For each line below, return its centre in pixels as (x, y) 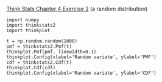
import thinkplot (28, 30)
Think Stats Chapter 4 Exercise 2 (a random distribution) (77, 9)
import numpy (23, 20)
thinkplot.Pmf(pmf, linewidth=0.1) (51, 52)
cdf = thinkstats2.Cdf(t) (39, 63)
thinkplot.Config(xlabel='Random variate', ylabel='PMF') (81, 57)
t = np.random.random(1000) (42, 41)
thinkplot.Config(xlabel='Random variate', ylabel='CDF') (81, 73)
